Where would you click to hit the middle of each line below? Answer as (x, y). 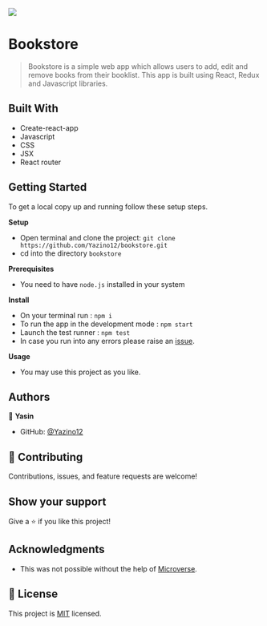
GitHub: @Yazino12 (51, 432)
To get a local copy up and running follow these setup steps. (108, 206)
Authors (29, 397)
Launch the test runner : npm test (75, 332)
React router (40, 162)
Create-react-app (49, 127)
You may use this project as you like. (80, 372)
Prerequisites (31, 269)
